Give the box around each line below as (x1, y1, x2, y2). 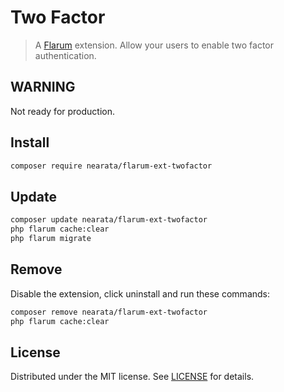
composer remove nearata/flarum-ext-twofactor (10, 307, 208, 317)
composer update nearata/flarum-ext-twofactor (10, 215, 208, 225)
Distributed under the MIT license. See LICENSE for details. (10, 371, 255, 383)
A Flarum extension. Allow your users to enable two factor (34, 39, 275, 51)
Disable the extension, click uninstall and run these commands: (10, 287, 271, 300)
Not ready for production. (10, 105, 116, 117)
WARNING (10, 79, 76, 96)
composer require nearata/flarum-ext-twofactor (10, 161, 213, 171)
